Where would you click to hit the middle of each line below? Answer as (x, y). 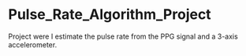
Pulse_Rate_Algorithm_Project (110, 15)
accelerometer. (33, 44)
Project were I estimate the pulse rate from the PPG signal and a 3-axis (123, 36)
